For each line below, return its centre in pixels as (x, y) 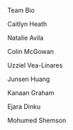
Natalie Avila (26, 38)
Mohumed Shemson (37, 120)
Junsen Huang (29, 79)
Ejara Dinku (24, 107)
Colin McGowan (31, 52)
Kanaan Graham (31, 93)
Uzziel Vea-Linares (35, 65)
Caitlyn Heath (27, 24)
